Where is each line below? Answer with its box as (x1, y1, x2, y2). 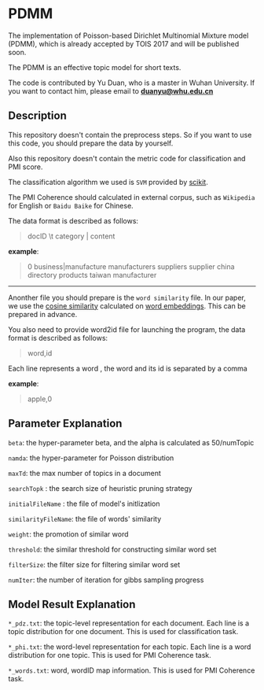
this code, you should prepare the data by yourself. (8, 138, 174, 148)
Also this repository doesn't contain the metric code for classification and (8, 153, 246, 163)
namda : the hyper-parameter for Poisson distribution (8, 453, 174, 463)
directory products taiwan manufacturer (27, 270, 157, 279)
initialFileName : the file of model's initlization (8, 499, 160, 508)
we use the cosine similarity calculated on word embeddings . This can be (8, 301, 246, 311)
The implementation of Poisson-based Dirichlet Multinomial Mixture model (8, 31, 249, 40)
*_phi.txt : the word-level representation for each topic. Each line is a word (8, 642, 251, 651)
